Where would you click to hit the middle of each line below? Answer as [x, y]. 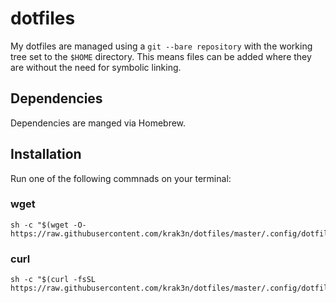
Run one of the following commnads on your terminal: [121, 178]
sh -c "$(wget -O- [48, 225]
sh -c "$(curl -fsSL [53, 280]
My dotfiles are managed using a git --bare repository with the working [161, 46]
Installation [46, 154]
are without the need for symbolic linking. [96, 67]
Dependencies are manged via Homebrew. [98, 123]
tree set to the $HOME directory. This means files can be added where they [161, 56]
